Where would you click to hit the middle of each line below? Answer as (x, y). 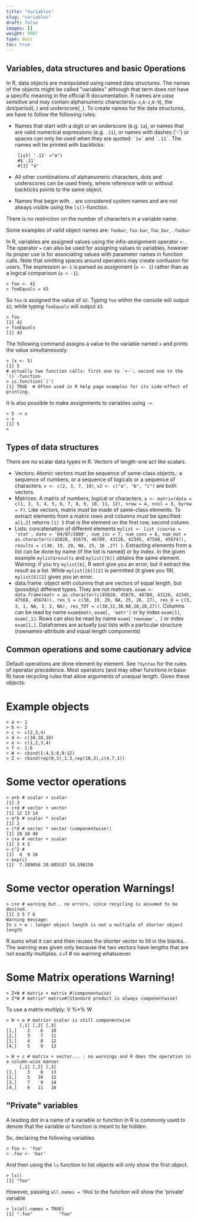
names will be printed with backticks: (60, 144)
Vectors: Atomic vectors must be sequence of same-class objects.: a (98, 473)
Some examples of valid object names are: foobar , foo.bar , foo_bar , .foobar (98, 230)
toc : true (18, 45)
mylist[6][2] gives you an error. (54, 576)
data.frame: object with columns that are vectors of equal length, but (98, 583)
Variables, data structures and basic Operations (96, 69)
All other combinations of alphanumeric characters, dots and (88, 177)
